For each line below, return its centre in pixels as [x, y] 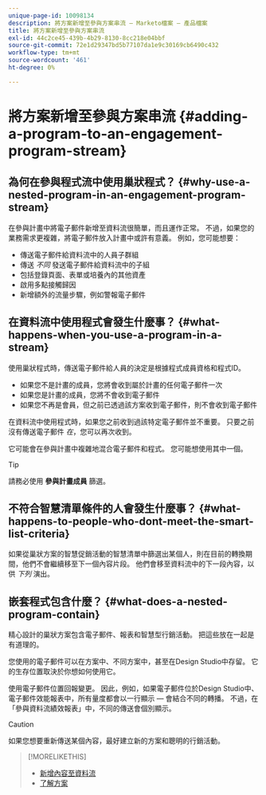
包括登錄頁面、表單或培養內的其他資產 [82, 274]
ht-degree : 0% [32, 68]
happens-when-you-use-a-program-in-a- [115, 335]
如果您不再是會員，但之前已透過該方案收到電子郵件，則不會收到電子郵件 [138, 404]
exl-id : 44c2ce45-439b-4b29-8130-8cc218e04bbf [87, 38]
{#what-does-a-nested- [166, 602]
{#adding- [213, 116]
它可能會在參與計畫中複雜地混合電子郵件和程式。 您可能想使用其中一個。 [128, 448]
